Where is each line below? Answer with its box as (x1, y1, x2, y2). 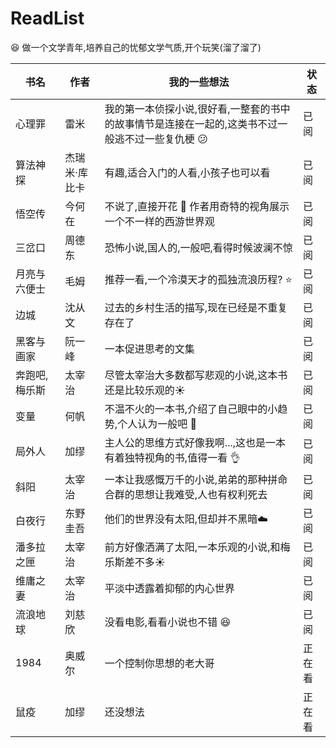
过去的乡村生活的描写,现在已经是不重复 (104, 300, 288, 314)
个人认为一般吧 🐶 (117, 417, 197, 431)
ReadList (10, 7, 85, 30)
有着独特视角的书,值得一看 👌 (104, 450, 241, 464)
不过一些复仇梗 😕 (124, 132, 208, 146)
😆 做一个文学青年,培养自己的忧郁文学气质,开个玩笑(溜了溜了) (10, 41, 262, 53)
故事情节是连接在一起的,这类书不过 (114, 117, 278, 131)
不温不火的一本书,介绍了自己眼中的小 (104, 402, 278, 416)
